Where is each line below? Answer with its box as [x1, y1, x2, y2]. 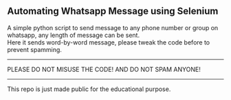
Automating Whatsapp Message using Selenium [7, 5, 219, 17]
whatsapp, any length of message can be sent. [7, 31, 140, 39]
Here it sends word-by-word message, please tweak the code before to [7, 38, 210, 47]
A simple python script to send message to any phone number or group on [7, 23, 219, 32]
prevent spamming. [7, 45, 62, 53]
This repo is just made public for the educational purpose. [7, 85, 171, 93]
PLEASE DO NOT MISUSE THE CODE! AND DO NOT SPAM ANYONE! [7, 65, 201, 73]
